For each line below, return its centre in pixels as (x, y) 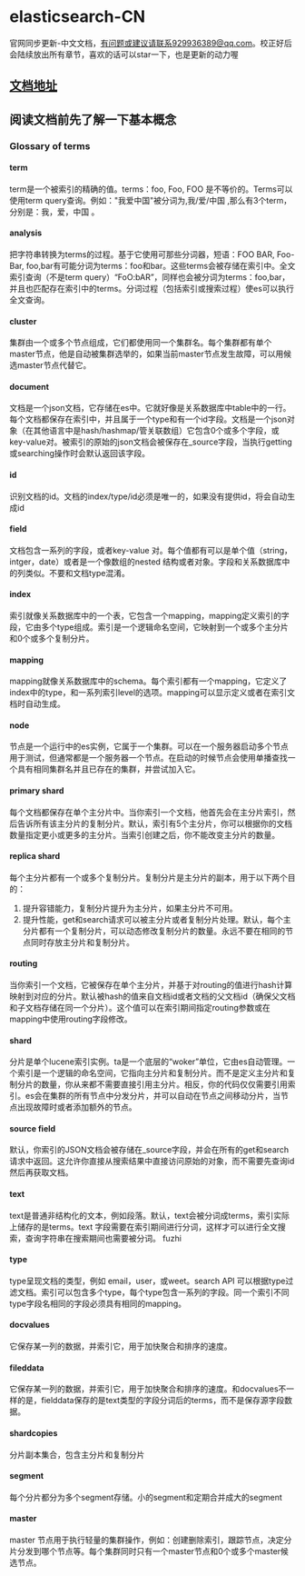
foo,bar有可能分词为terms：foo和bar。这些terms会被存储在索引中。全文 (161, 266)
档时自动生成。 (37, 704)
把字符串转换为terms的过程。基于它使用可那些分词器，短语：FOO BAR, (142, 254)
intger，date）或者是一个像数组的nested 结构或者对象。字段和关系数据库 (146, 562)
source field (33, 1128)
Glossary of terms (50, 145)
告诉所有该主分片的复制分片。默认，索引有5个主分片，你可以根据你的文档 (155, 823)
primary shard (37, 791)
